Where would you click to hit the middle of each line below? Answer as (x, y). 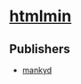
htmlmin (40, 16)
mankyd (37, 70)
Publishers (40, 49)
